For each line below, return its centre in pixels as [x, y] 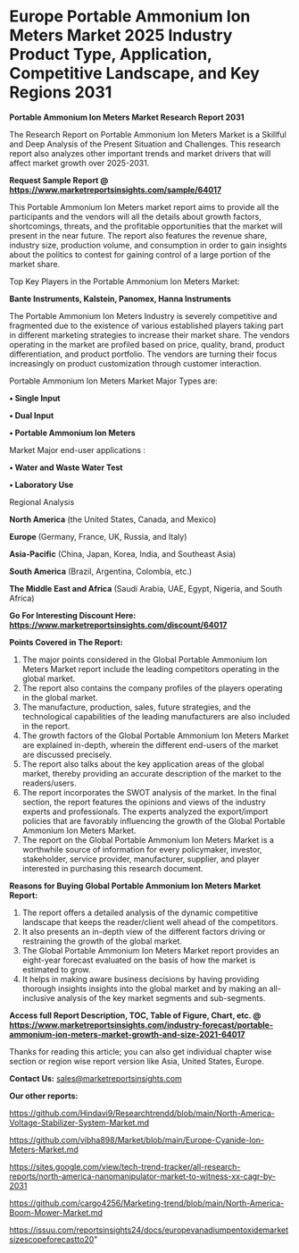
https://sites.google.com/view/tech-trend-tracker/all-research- [125, 1166]
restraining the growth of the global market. [102, 941]
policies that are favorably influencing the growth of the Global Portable [154, 820]
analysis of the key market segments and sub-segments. [161, 997]
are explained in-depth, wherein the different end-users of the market [150, 744]
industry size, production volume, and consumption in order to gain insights [148, 245]
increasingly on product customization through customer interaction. [135, 363]
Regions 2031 [61, 93]
